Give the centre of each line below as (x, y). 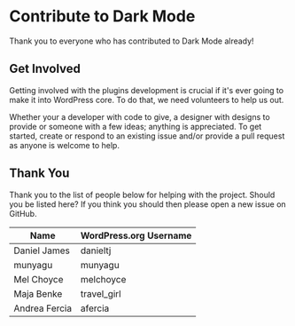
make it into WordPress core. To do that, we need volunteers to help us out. (147, 99)
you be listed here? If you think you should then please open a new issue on (147, 204)
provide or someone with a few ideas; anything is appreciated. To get (136, 126)
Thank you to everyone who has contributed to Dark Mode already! (132, 41)
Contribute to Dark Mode (102, 16)
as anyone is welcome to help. (64, 145)
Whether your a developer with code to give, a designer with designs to (140, 116)
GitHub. (23, 213)
